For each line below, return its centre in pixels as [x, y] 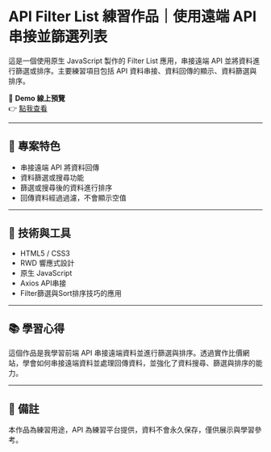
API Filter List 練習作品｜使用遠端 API [132, 17]
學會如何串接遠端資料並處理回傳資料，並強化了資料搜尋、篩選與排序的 [139, 363]
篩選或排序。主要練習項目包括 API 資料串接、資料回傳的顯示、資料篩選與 [136, 70]
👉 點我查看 [28, 108]
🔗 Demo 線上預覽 [37, 98]
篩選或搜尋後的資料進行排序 [66, 188]
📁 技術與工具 [40, 233]
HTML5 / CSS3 [45, 253]
